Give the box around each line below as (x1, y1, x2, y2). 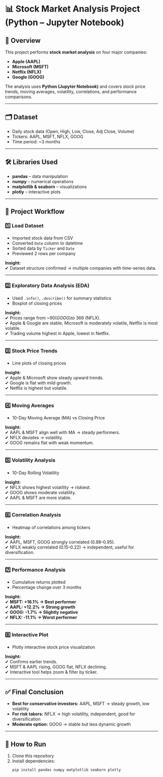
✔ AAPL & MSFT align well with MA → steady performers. (5, 430, 120, 435)
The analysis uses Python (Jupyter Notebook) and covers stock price (5, 84, 146, 89)
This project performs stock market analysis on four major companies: (5, 49, 147, 55)
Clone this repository (12, 753, 54, 759)
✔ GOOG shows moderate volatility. (5, 489, 76, 495)
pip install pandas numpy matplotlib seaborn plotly (12, 768, 121, 773)
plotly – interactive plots (12, 189, 61, 194)
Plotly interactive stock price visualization (12, 644, 96, 650)
